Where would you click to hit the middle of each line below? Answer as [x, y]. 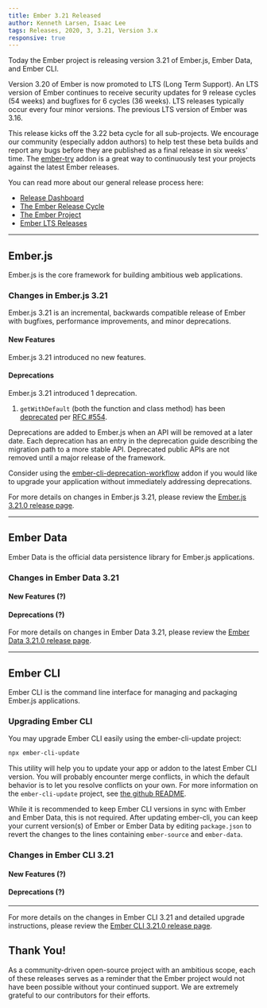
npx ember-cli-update [44, 753]
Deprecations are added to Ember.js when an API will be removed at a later [130, 432]
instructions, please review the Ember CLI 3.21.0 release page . [110, 926]
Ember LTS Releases [53, 223]
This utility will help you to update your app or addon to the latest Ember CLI [133, 769]
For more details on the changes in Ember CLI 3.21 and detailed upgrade [126, 917]
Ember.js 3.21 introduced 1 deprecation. [73, 393]
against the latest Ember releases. [64, 167]
